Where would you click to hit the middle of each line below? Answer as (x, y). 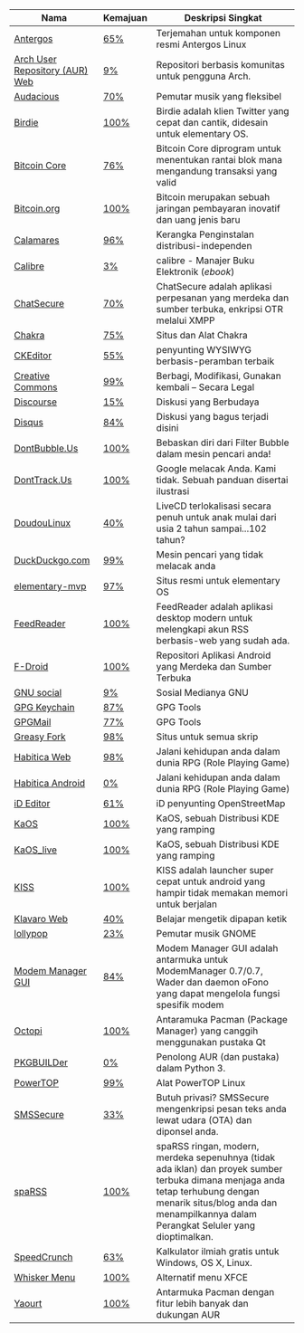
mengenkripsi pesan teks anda (221, 1109)
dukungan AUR (188, 1314)
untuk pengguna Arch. (204, 76)
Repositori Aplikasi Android (214, 655)
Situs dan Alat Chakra (202, 335)
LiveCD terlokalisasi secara (214, 506)
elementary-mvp (50, 586)
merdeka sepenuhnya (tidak (216, 1157)
